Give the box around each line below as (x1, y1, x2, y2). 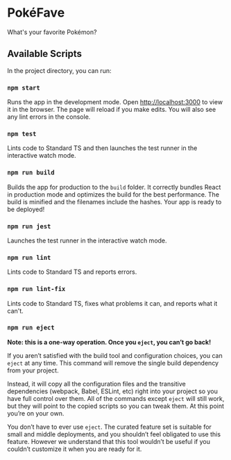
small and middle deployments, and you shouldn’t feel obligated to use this (7, 429, 221, 438)
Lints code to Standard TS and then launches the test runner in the (7, 144, 198, 152)
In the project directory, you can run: (7, 66, 112, 74)
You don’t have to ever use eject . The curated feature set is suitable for (7, 422, 212, 431)
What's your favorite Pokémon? (7, 28, 97, 36)
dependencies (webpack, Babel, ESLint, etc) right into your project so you (7, 387, 219, 395)
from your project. (7, 366, 59, 375)
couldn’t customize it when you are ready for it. (7, 445, 142, 453)
